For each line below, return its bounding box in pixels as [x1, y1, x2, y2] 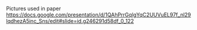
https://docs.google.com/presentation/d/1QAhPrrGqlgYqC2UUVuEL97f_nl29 [6, 11, 192, 18]
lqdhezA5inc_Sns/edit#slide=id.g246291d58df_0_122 [6, 18, 134, 24]
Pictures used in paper [6, 5, 61, 12]
